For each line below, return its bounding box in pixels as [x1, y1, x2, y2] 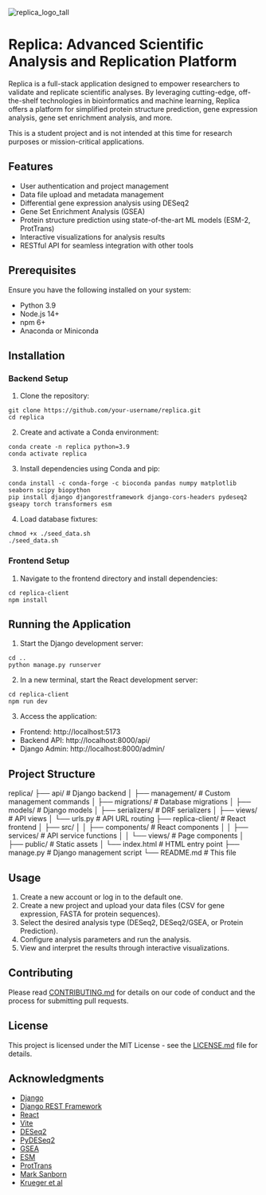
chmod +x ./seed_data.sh [8, 530, 91, 538]
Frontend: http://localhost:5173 [19, 727, 121, 736]
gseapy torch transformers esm [8, 500, 112, 509]
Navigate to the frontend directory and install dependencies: [19, 574, 218, 583]
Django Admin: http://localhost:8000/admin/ [19, 744, 166, 754]
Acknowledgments [8, 1072, 105, 1086]
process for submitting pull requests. [8, 995, 129, 1006]
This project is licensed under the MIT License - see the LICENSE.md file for [8, 1040, 258, 1050]
